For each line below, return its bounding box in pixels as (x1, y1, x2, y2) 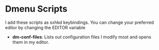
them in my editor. (12, 39, 49, 45)
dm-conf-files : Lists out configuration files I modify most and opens (12, 34, 152, 40)
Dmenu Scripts (5, 3, 68, 15)
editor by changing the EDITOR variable (5, 24, 85, 30)
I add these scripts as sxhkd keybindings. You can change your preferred (5, 19, 154, 25)
